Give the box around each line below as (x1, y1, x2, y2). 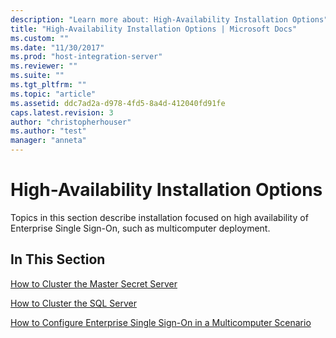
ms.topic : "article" (10, 89, 97, 99)
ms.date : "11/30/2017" (10, 42, 105, 53)
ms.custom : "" (10, 33, 70, 43)
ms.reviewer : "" (10, 61, 78, 71)
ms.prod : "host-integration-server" (10, 52, 163, 62)
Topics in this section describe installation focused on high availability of (10, 211, 309, 223)
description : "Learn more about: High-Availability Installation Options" (10, 14, 329, 25)
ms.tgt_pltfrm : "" (10, 80, 87, 90)
